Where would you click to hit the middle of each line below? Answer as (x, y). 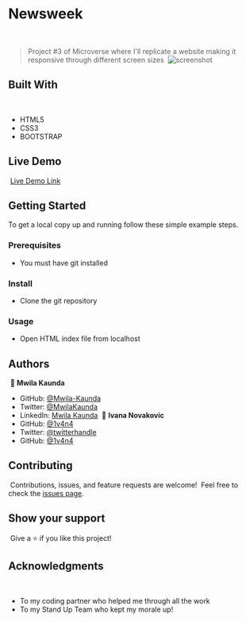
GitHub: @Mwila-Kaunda (60, 398)
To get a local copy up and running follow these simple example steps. (123, 225)
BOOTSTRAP (41, 136)
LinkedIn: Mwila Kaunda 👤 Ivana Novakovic (92, 416)
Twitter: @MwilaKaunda (58, 407)
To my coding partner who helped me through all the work (115, 600)
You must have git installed (64, 263)
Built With (33, 85)
